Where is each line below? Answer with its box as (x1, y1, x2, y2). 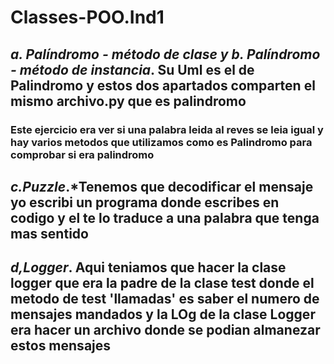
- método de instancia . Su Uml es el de (10, 61, 255, 78)
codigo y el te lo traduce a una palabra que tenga (10, 209, 320, 226)
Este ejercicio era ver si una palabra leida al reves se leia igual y (10, 122, 324, 136)
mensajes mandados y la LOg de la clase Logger (10, 306, 316, 323)
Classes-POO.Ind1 (10, 6, 165, 29)
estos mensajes (10, 337, 112, 355)
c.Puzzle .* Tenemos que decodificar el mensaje (10, 178, 314, 195)
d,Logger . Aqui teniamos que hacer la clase (10, 259, 287, 276)
